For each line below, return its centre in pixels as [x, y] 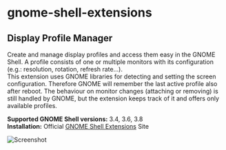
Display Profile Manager [60, 38]
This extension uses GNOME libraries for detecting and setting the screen [112, 76]
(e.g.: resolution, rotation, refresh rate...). [65, 69]
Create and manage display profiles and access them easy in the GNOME [111, 54]
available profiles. [32, 106]
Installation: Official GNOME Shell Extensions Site [78, 126]
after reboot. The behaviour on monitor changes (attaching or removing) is [113, 91]
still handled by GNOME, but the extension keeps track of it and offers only [113, 98]
